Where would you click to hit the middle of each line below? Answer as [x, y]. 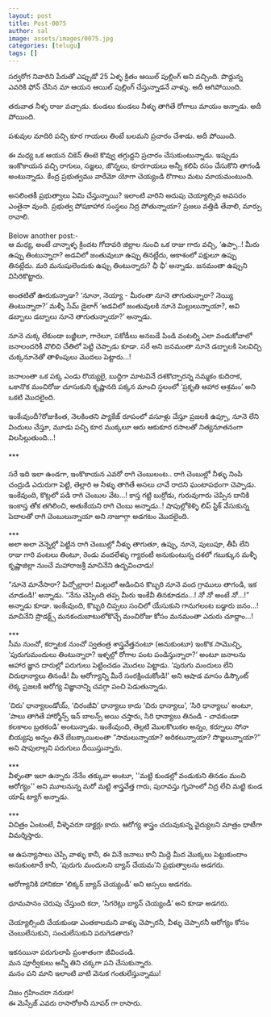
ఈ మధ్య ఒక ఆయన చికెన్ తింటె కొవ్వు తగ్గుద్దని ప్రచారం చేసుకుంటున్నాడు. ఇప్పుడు [123, 155]
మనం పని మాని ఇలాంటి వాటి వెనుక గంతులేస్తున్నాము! [85, 973]
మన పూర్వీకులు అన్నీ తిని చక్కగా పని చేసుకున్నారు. [81, 963]
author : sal [28, 31]
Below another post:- [44, 236]
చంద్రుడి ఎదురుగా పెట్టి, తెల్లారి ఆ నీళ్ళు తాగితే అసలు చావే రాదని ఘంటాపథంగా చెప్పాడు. [132, 484]
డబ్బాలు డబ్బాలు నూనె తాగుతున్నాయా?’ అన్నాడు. [80, 316]
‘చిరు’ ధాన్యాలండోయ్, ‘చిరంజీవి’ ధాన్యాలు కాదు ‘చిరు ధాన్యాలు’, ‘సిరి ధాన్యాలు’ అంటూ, [131, 705]
